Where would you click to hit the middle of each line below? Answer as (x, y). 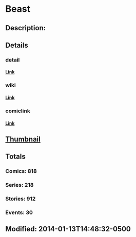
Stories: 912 (21, 199)
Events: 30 (19, 212)
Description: (26, 28)
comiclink (18, 111)
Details (17, 45)
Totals (15, 157)
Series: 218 (20, 185)
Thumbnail (23, 139)
